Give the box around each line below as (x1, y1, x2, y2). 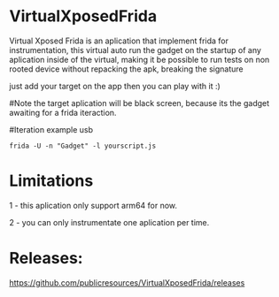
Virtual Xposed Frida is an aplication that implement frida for (9, 35, 229, 46)
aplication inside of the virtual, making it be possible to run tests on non (9, 54, 270, 65)
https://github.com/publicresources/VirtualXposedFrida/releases (9, 277, 245, 288)
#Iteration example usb (9, 124, 94, 134)
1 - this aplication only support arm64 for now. (9, 200, 178, 210)
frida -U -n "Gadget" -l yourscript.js (9, 141, 157, 150)
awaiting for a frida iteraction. (9, 107, 117, 118)
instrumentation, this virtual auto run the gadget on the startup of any (9, 44, 261, 55)
